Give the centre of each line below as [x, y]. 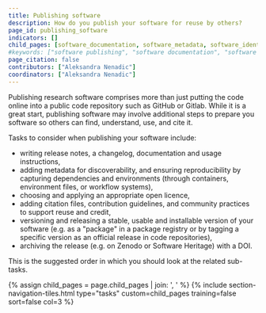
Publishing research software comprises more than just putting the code [126, 97]
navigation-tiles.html [42, 293]
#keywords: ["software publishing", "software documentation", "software [133, 52]
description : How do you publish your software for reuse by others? [125, 23]
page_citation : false [44, 60]
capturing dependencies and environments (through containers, [124, 178]
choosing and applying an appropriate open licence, [104, 195]
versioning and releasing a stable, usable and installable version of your [137, 220]
